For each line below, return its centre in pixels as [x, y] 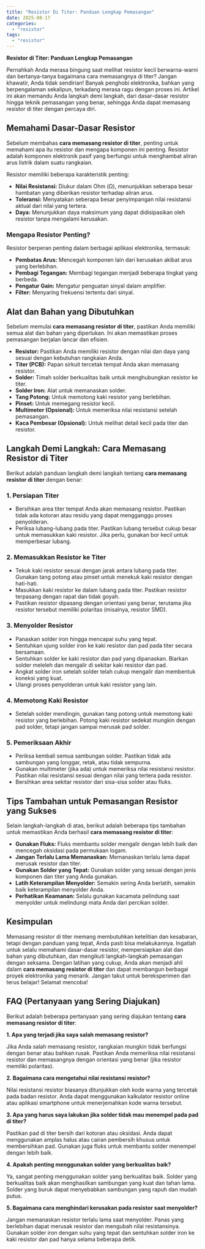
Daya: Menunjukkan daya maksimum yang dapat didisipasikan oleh [100, 212]
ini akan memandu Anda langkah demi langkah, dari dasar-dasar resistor [98, 96]
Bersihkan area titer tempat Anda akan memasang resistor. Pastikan [101, 509]
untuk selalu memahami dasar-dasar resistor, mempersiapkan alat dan [95, 949]
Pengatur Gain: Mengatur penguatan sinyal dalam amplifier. [91, 286]
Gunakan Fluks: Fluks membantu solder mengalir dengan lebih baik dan [106, 844]
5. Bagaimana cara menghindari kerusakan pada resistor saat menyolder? [102, 1207]
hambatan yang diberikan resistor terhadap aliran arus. [84, 192]
